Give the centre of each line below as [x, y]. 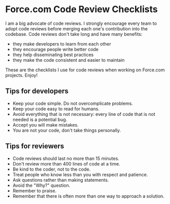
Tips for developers [37, 91]
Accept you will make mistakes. [45, 125]
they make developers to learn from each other [62, 44]
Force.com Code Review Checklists [82, 9]
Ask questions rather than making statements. [61, 180]
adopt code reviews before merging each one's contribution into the [77, 28]
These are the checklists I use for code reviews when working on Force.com [85, 70]
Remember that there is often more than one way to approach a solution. [89, 196]
